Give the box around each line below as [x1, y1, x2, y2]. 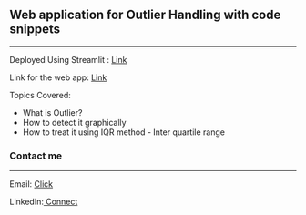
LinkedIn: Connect [9, 196, 78, 208]
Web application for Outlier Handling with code [9, 7, 281, 23]
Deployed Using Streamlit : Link [9, 54, 127, 65]
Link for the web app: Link [9, 72, 107, 83]
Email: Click [9, 179, 53, 189]
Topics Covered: [9, 89, 71, 100]
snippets [9, 22, 61, 37]
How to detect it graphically [22, 117, 127, 128]
